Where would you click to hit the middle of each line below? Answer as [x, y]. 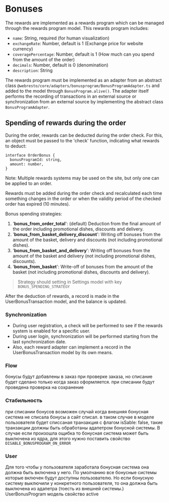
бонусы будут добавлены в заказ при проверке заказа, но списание [79, 377]
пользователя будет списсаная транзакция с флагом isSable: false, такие [84, 422]
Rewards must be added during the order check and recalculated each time [84, 193]
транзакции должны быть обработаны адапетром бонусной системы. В [83, 428]
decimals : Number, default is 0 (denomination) [60, 65]
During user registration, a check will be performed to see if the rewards [88, 326]
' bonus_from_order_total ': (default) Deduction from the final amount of [87, 223]
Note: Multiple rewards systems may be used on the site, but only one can [82, 178]
